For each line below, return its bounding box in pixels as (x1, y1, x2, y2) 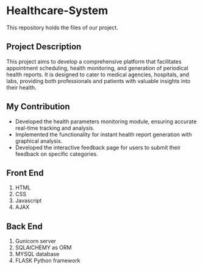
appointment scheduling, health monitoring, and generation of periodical (6, 64, 189, 71)
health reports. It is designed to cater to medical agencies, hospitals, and (6, 71, 190, 78)
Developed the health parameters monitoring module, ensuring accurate (15, 117, 197, 125)
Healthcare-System (6, 4, 109, 18)
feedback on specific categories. (15, 150, 99, 158)
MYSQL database (15, 250, 60, 258)
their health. (6, 84, 37, 91)
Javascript (15, 197, 42, 205)
